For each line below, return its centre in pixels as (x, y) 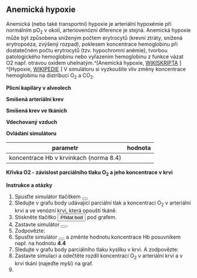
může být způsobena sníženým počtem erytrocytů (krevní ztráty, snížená (94, 38)
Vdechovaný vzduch (32, 122)
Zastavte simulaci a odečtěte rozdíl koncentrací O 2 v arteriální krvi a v (98, 256)
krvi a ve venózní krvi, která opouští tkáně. (66, 210)
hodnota (139, 148)
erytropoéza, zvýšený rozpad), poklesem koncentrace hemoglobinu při (92, 44)
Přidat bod (72, 217)
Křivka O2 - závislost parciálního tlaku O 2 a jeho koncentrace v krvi (89, 173)
